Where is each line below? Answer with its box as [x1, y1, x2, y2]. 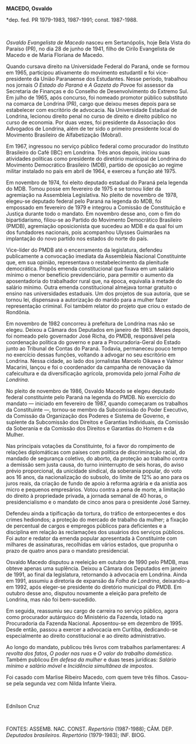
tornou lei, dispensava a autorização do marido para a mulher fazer [6, 296, 169, 303]
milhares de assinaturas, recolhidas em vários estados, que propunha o [6, 541, 178, 548]
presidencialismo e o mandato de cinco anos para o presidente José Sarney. [6, 498, 191, 505]
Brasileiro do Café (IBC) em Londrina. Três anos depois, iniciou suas [6, 149, 171, 156]
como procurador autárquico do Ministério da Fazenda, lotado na [6, 614, 163, 620]
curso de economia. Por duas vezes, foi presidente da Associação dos [6, 119, 176, 125]
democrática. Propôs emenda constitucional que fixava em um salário [6, 265, 174, 272]
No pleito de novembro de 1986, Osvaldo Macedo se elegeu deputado [6, 388, 175, 395]
